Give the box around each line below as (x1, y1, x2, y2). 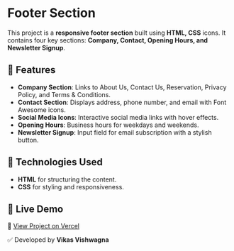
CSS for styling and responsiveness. (17, 182, 124, 191)
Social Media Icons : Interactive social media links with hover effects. (17, 113, 219, 121)
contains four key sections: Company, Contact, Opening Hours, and (7, 35, 208, 44)
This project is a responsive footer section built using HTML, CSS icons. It (7, 28, 226, 37)
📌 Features (7, 64, 56, 76)
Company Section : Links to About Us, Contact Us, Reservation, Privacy (17, 83, 227, 91)
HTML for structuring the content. (17, 175, 117, 184)
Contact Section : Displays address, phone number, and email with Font (17, 98, 227, 106)
